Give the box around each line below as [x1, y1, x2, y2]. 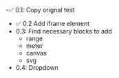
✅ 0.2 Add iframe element [15, 20, 90, 27]
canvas [25, 49, 47, 57]
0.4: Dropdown [15, 64, 58, 71]
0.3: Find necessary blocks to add [15, 27, 112, 35]
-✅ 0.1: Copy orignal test [6, 6, 75, 14]
